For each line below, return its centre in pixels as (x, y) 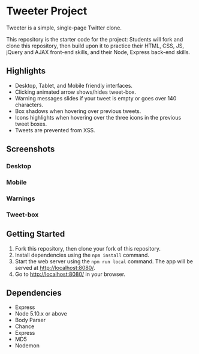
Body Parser (30, 320)
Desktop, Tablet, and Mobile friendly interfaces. (74, 85)
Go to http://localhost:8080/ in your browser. (70, 274)
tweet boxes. (31, 124)
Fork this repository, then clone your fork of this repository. (88, 248)
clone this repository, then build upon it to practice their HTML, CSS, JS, (95, 46)
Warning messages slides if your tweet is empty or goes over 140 (96, 98)
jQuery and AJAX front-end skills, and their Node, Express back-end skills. (98, 52)
